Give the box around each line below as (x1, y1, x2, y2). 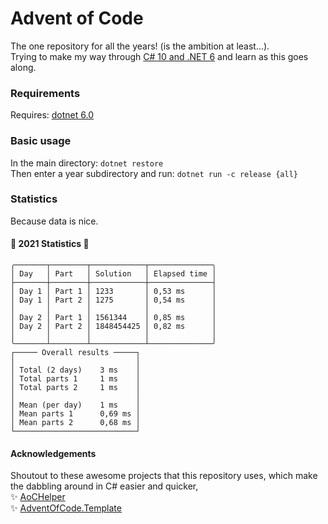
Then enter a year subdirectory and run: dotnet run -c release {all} (10, 167, 298, 179)
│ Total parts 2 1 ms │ (10, 383, 141, 393)
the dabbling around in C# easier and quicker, (10, 480, 199, 492)
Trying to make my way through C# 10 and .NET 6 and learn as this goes (10, 50, 309, 62)
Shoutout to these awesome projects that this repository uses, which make (10, 470, 318, 482)
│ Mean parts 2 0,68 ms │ (10, 418, 141, 428)
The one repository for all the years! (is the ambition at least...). (10, 40, 270, 52)
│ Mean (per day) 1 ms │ (10, 400, 141, 411)
